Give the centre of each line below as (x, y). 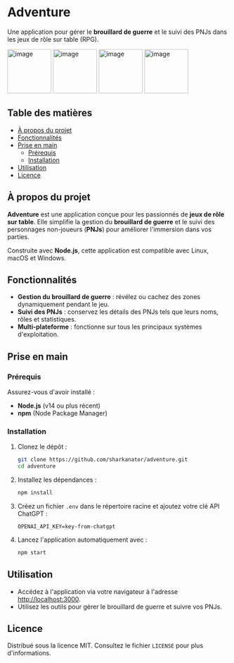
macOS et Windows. (37, 257)
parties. (18, 236)
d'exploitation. (38, 334)
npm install (35, 493)
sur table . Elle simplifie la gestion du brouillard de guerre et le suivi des (111, 221)
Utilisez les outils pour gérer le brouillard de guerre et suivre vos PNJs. (120, 607)
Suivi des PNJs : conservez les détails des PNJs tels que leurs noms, (118, 312)
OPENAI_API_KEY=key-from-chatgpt (66, 526)
